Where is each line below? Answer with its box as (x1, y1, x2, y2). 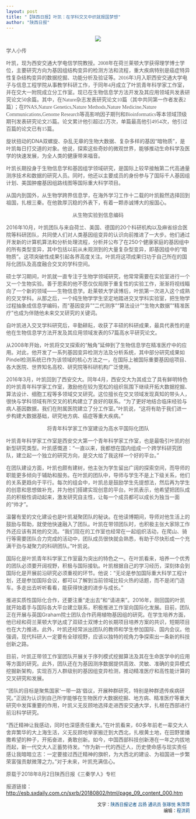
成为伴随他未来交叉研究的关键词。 (18, 309, 101, 316)
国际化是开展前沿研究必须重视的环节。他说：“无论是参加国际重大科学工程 (6, 569, 183, 576)
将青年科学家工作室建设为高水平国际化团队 (47, 426, 149, 432)
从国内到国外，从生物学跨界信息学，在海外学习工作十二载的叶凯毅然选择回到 (6, 192, 190, 199)
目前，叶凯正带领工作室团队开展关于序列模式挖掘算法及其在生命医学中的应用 (6, 653, 190, 660)
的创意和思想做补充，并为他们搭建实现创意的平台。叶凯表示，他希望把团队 (6, 486, 185, 493)
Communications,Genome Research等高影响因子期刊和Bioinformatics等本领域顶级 (6, 112, 187, 118)
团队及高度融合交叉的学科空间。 (16, 261, 93, 268)
